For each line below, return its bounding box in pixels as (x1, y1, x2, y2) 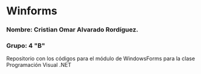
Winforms (6, 4, 57, 18)
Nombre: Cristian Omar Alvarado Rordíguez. (6, 26, 139, 34)
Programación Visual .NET (6, 61, 72, 69)
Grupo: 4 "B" (6, 42, 45, 50)
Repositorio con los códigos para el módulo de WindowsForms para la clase (6, 55, 195, 62)
